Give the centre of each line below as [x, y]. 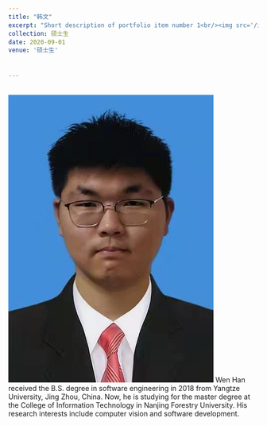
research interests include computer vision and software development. [124, 413]
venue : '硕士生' [33, 50]
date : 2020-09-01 [37, 42]
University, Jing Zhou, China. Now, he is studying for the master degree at [129, 397]
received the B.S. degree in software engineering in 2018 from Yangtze [124, 388]
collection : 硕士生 [39, 33]
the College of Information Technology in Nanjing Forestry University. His [128, 405]
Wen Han [230, 380]
